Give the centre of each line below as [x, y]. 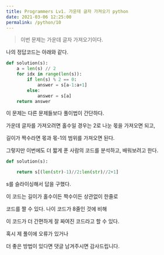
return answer [34, 101]
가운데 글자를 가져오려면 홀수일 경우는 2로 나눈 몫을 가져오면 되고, [81, 126]
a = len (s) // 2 [36, 69]
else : [34, 90]
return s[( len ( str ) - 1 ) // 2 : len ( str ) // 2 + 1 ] [68, 172]
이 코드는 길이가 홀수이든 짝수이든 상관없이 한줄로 [62, 197]
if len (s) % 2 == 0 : [52, 80]
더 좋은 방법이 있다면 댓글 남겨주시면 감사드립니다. [63, 246]
